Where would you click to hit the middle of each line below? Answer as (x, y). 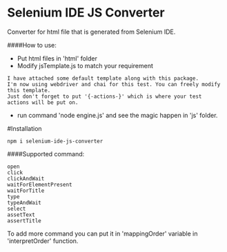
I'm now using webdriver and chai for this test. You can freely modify (114, 84)
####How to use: (32, 45)
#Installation (25, 128)
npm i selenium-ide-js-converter (55, 141)
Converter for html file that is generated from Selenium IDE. (91, 32)
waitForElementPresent (40, 185)
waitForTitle (26, 191)
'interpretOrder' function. (43, 241)
